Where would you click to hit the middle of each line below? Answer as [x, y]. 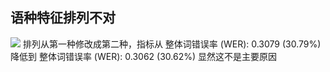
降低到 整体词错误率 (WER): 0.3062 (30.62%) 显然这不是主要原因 [143, 56]
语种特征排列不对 [63, 18]
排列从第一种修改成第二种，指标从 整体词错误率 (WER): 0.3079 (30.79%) [172, 44]
